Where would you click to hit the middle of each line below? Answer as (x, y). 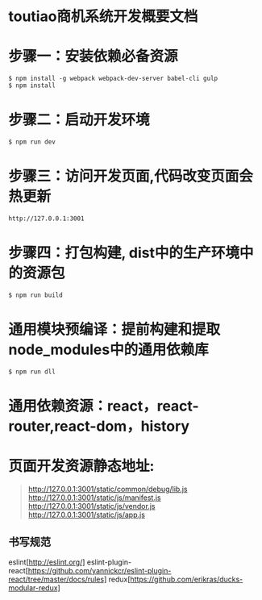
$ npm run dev (32, 142)
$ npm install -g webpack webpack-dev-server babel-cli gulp (113, 79)
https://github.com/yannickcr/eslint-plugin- (100, 570)
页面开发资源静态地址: (81, 467)
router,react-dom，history (99, 426)
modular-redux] (34, 587)
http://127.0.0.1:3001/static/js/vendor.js (91, 506)
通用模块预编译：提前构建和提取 (114, 329)
